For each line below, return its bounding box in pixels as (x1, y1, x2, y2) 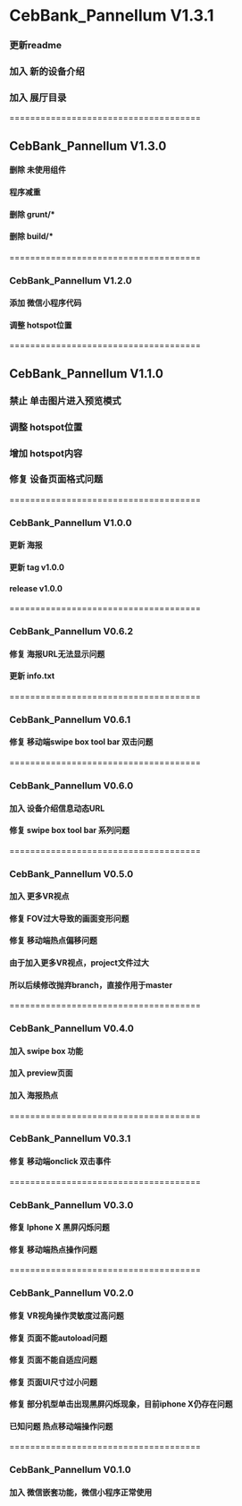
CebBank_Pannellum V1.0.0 (9, 516, 132, 529)
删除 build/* (9, 231, 54, 242)
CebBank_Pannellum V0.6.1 (9, 713, 131, 726)
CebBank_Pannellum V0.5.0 (9, 867, 134, 880)
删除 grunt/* (9, 208, 55, 219)
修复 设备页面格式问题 (9, 473, 104, 486)
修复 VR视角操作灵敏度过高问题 (9, 1310, 124, 1321)
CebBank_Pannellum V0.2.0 (9, 1287, 134, 1299)
